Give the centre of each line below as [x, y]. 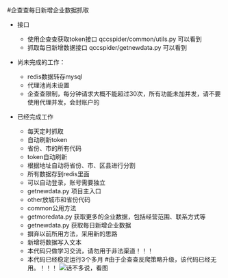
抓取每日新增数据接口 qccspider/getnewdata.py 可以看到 [107, 47]
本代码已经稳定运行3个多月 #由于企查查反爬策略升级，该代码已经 [119, 259]
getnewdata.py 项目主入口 [64, 191]
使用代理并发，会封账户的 [63, 102]
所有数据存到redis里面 [59, 174]
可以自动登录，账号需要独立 [66, 182]
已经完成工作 [35, 117]
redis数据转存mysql [55, 77]
